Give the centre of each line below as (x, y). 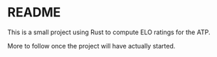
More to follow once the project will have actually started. (91, 46)
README (34, 12)
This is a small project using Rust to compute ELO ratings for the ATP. (109, 32)
